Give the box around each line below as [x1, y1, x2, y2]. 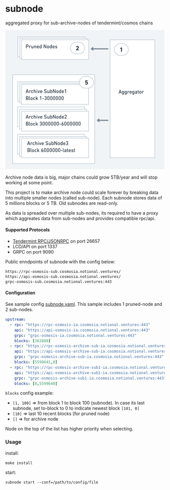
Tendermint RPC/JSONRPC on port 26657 [12, 238, 100, 244]
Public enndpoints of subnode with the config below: [5, 259, 115, 265]
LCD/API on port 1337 [12, 243, 58, 250]
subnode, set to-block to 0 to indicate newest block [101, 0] [12, 405, 140, 412]
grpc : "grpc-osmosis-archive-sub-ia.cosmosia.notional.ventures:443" [14, 354, 164, 359]
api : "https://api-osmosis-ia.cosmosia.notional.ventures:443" [14, 328, 151, 333]
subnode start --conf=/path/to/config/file [5, 479, 99, 485]
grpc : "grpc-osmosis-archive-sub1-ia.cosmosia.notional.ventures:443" [14, 376, 166, 381]
